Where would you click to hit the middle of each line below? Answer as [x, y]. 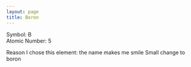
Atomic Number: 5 [29, 41]
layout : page [23, 12]
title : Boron [23, 17]
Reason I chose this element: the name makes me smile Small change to [96, 52]
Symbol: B [19, 34]
